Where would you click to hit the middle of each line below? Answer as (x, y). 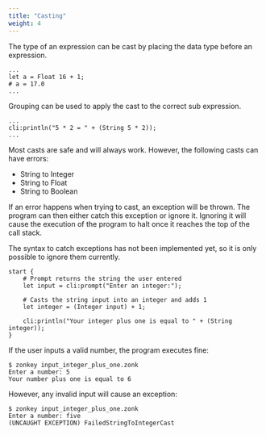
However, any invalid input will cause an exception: (93, 394)
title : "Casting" (37, 16)
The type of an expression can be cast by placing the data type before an (130, 46)
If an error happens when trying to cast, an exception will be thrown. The (129, 207)
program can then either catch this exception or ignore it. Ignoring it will (127, 215)
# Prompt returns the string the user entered (102, 278)
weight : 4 (25, 23)
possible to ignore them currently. (64, 257)
